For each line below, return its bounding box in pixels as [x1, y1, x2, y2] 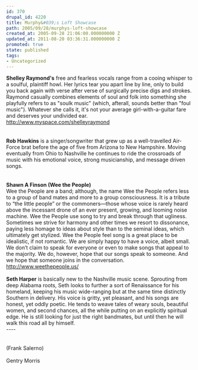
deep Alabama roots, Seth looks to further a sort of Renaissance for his [6, 281, 179, 288]
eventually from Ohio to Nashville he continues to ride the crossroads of [6, 150, 181, 157]
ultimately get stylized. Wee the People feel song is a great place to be [6, 231, 178, 238]
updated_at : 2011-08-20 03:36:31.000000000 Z [6, 36, 120, 42]
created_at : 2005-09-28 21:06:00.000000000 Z [6, 31, 120, 37]
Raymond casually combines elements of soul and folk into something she [6, 93, 187, 100]
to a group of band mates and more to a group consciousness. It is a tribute [6, 193, 190, 201]
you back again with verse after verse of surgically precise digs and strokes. [6, 87, 192, 94]
